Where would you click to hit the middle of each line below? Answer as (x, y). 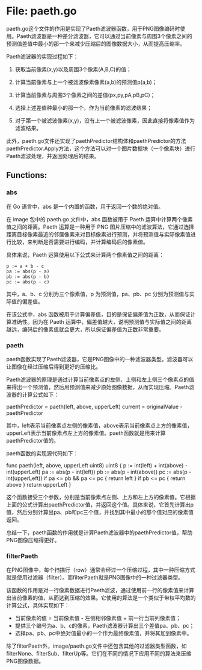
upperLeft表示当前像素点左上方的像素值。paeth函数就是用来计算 (86, 433)
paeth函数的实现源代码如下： (42, 453)
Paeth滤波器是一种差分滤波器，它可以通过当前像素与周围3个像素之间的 (104, 36)
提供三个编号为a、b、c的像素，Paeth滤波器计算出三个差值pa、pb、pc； (105, 626)
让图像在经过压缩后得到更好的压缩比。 (54, 367)
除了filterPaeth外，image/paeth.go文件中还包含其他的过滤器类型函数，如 (96, 646)
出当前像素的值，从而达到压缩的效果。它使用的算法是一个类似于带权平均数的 (101, 598)
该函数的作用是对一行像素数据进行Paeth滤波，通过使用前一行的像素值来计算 (100, 590)
